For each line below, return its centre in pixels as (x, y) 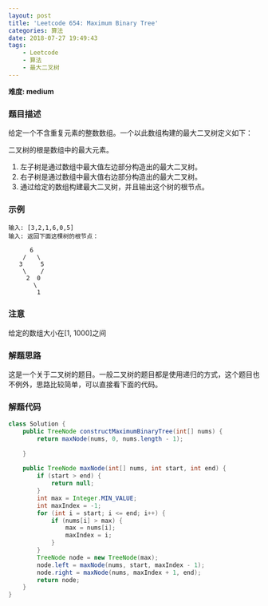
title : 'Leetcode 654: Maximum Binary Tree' (83, 23)
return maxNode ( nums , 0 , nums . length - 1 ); (110, 439)
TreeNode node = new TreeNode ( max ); (98, 557)
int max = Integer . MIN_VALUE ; (87, 498)
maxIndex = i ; (89, 536)
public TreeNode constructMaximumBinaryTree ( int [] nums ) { (123, 432)
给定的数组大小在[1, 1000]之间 (57, 333)
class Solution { (37, 424)
